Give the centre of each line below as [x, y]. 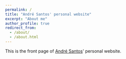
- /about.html [24, 37]
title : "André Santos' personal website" [48, 14]
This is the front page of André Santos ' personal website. [63, 51]
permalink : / [19, 10]
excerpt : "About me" [26, 19]
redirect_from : [21, 28]
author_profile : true [27, 23]
